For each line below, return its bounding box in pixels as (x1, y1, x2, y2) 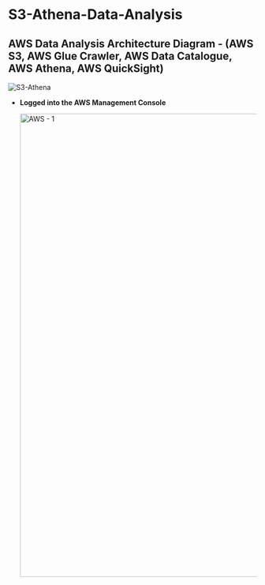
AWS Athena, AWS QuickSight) (8, 62, 164, 75)
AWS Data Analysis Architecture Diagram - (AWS (8, 37, 254, 51)
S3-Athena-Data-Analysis (8, 6, 183, 24)
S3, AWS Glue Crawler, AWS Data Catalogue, (8, 49, 233, 62)
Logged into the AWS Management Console (19, 98, 166, 107)
